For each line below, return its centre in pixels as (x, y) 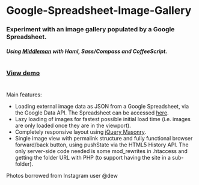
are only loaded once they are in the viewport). (73, 126)
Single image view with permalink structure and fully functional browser (104, 139)
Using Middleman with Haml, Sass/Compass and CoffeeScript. (87, 51)
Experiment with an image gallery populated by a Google (90, 30)
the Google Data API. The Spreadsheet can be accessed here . (92, 113)
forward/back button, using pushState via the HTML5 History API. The (102, 145)
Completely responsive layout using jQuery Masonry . (80, 132)
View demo (23, 73)
